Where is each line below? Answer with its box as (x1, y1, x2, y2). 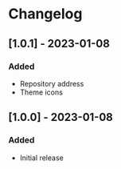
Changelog (8, 5, 83, 23)
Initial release (19, 153, 64, 163)
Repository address (19, 78, 84, 88)
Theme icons (19, 87, 64, 97)
